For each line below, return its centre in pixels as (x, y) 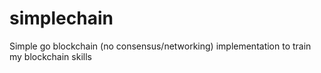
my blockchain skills (50, 56)
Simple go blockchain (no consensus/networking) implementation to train (160, 46)
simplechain (61, 18)
